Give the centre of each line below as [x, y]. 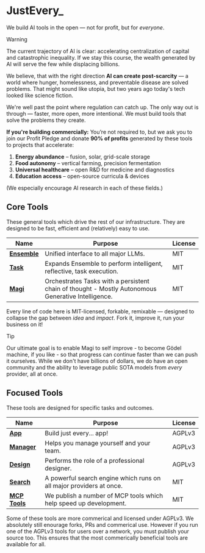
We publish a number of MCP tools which [104, 496]
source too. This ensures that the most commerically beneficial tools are [97, 538]
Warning [17, 39]
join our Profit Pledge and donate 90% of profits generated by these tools [99, 138]
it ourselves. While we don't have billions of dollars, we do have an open [97, 361]
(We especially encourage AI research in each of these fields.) [85, 188]
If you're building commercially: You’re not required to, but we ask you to [99, 132]
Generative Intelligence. [79, 296]
